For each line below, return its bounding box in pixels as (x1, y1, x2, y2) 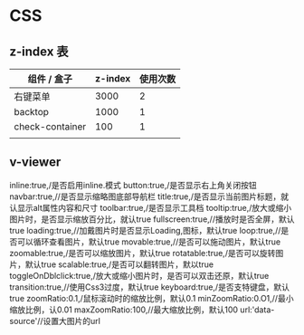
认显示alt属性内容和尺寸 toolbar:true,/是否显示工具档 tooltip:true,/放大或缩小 (9, 202, 292, 213)
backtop (14, 106, 50, 118)
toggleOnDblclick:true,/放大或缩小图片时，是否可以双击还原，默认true (9, 270, 270, 281)
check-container (14, 120, 87, 132)
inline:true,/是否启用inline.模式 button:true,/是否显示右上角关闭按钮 (9, 179, 258, 190)
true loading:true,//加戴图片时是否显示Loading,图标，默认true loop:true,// (9, 225, 281, 235)
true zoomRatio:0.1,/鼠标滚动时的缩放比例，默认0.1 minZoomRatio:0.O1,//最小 (9, 292, 294, 303)
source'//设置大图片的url (9, 315, 101, 326)
